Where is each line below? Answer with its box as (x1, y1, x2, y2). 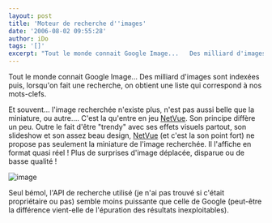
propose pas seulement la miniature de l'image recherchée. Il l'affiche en (8, 139, 252, 148)
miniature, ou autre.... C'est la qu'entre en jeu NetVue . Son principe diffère (8, 114, 256, 122)
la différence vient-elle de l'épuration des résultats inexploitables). (8, 205, 229, 215)
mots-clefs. (8, 89, 47, 98)
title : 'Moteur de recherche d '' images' (8, 19, 147, 28)
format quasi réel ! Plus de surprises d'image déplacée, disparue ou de (8, 148, 245, 157)
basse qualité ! (8, 157, 57, 166)
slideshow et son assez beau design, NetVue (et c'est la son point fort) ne (8, 131, 255, 140)
